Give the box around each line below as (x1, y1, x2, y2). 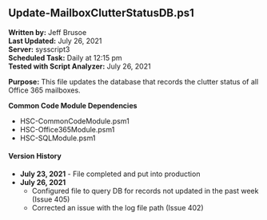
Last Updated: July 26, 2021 (8, 36, 102, 45)
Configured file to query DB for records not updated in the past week (31, 187, 259, 196)
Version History (8, 151, 62, 161)
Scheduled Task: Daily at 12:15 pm (8, 53, 122, 62)
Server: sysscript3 (8, 44, 70, 54)
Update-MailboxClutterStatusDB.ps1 (8, 6, 194, 20)
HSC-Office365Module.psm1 (19, 124, 115, 134)
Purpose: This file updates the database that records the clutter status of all (8, 77, 259, 86)
